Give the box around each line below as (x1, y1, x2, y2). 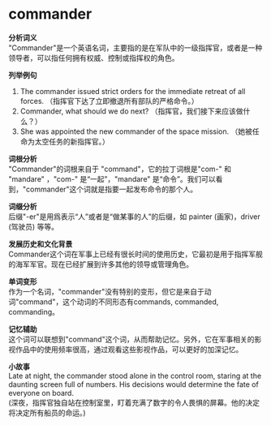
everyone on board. (8, 388, 75, 397)
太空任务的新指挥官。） (34, 136, 110, 146)
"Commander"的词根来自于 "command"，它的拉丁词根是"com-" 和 (8, 164, 232, 174)
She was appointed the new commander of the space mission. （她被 (19, 127, 253, 136)
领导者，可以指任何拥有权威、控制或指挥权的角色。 (8, 53, 179, 62)
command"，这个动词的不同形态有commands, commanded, (19, 297, 219, 307)
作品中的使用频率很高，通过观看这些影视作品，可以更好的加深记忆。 (15, 344, 243, 354)
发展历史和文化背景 (8, 238, 73, 248)
